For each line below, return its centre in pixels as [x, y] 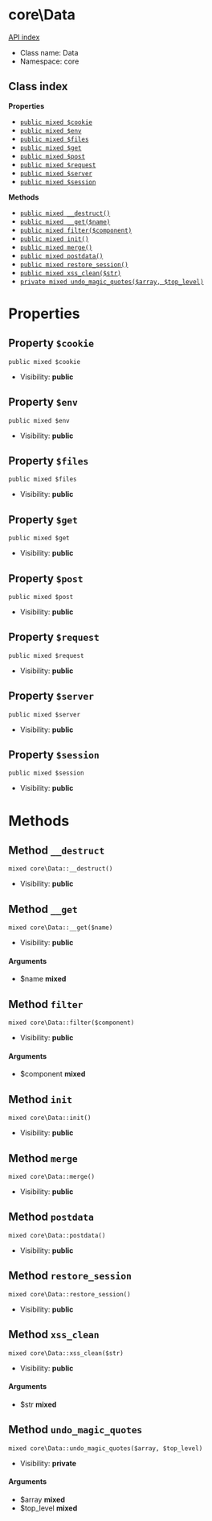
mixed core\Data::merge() [51, 1177]
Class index [38, 87]
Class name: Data [49, 52]
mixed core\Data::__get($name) [61, 928]
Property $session [54, 755]
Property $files [49, 461]
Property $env [43, 402]
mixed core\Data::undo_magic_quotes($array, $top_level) [106, 1448]
